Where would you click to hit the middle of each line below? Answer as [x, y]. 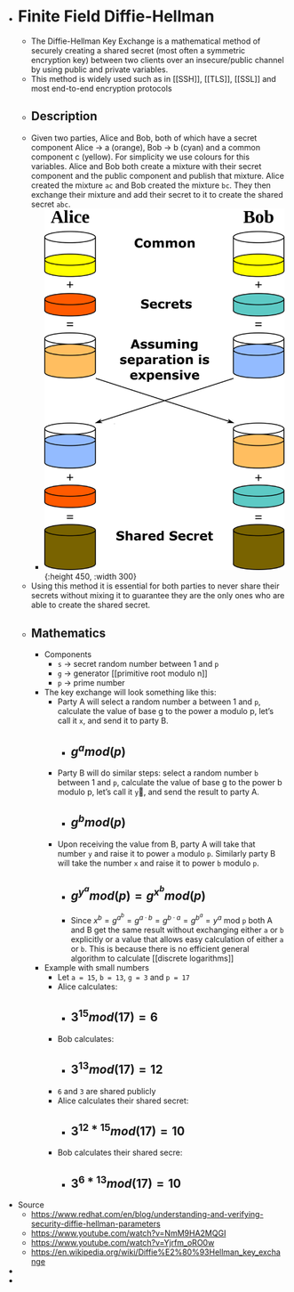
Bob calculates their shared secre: [120, 1153]
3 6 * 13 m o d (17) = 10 [126, 1182]
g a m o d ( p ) [98, 750]
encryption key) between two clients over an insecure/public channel [157, 60]
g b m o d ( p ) [98, 821]
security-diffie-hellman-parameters [96, 1224]
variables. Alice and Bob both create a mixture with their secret [146, 166]
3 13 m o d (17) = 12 [117, 1069]
